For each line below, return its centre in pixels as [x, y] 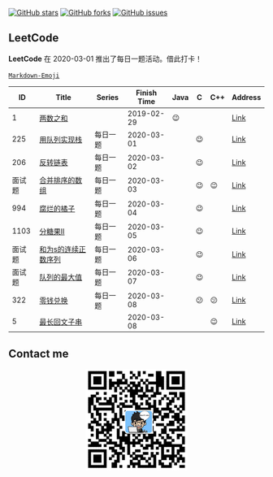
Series [108, 97]
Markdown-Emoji [34, 76]
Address [246, 97]
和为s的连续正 [63, 249]
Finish [146, 93]
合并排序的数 [61, 180]
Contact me [39, 353]
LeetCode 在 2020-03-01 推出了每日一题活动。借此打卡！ [106, 59]
